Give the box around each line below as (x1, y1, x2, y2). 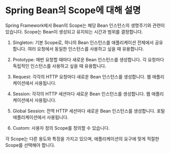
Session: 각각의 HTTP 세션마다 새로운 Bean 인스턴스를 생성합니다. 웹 (12, 91, 151, 97)
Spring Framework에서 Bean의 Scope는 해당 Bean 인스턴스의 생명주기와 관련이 (5, 22, 165, 28)
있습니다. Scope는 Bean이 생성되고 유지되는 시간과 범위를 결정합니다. (5, 28, 143, 34)
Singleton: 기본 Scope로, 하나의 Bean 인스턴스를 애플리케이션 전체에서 (12, 39, 154, 46)
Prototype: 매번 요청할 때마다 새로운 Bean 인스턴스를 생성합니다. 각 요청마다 (12, 56, 164, 62)
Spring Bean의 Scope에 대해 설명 (5, 5, 141, 16)
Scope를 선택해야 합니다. (5, 142, 56, 148)
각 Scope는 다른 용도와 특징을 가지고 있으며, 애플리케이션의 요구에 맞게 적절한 (5, 135, 159, 142)
